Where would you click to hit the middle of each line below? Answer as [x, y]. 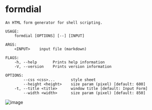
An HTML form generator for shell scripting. [54, 23]
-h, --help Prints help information [60, 62]
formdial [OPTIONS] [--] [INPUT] [49, 36]
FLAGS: [12, 58]
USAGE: [12, 31]
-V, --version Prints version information [63, 66]
